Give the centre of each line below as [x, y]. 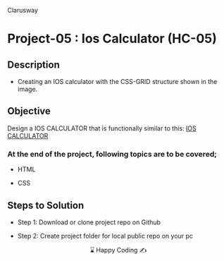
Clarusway [23, 10]
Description [33, 65]
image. [27, 89]
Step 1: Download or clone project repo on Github [89, 222]
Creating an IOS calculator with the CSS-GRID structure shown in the [117, 81]
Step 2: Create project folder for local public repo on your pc [105, 236]
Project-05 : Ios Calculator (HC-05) [112, 39]
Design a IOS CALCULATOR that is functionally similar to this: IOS [102, 128]
